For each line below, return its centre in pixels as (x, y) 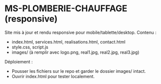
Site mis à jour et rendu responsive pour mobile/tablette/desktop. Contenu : (80, 32)
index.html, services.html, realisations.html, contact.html (69, 42)
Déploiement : (19, 62)
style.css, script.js (30, 47)
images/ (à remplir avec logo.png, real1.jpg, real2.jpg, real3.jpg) (76, 52)
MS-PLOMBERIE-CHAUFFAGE (66, 9)
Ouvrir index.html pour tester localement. (53, 76)
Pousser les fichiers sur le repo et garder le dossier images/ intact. (79, 71)
